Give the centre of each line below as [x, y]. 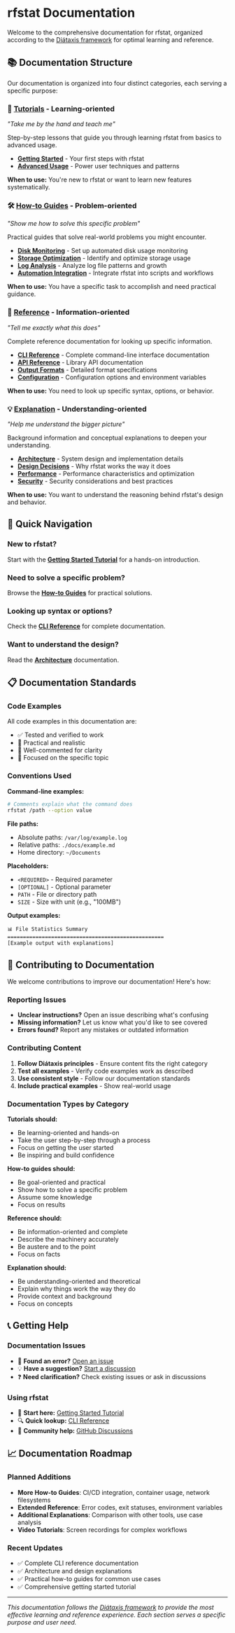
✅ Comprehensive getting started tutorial [77, 1587]
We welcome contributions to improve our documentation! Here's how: [109, 982]
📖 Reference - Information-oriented [69, 312]
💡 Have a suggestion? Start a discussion [77, 1368]
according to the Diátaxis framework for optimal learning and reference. [111, 39]
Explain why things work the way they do [77, 1289]
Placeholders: [28, 866]
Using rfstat [28, 1397]
